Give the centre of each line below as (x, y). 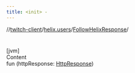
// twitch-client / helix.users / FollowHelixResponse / (67, 29)
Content (16, 57)
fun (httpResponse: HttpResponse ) (50, 63)
